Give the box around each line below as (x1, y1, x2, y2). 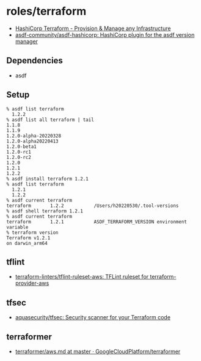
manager (15, 37, 38, 45)
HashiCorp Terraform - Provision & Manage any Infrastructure (15, 25, 171, 32)
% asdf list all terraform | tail (6, 117, 95, 123)
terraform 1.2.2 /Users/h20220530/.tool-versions (6, 203, 179, 209)
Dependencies (6, 55, 63, 66)
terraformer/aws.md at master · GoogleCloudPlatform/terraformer (15, 348, 181, 355)
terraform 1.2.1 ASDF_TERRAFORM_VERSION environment (6, 219, 188, 225)
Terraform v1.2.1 (6, 235, 51, 241)
